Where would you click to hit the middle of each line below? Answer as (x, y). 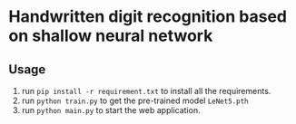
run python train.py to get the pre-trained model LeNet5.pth (135, 100)
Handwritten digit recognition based (148, 17)
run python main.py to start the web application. (111, 110)
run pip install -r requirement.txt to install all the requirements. (146, 91)
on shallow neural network (111, 36)
